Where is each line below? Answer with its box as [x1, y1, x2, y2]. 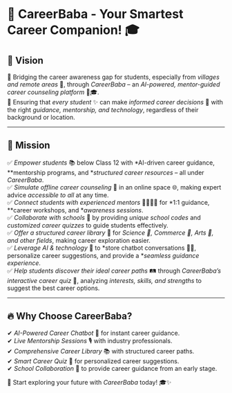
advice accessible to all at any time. [7, 190, 109, 199]
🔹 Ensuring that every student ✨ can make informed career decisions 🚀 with [7, 98, 223, 106]
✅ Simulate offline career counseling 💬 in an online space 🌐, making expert [7, 183, 222, 191]
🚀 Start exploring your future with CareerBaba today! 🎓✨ [7, 378, 172, 386]
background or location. [7, 113, 76, 121]
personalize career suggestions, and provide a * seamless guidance [7, 251, 200, 259]
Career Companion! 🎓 [7, 22, 140, 38]
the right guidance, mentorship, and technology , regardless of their [7, 106, 199, 113]
